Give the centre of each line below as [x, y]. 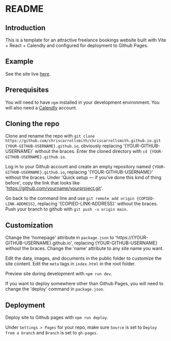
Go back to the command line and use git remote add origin [70, 198]
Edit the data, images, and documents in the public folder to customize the [83, 258]
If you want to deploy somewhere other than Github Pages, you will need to [84, 284]
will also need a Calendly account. [41, 107]
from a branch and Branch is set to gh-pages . [52, 333]
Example [19, 62]
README [25, 9]
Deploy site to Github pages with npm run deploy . [57, 317]
